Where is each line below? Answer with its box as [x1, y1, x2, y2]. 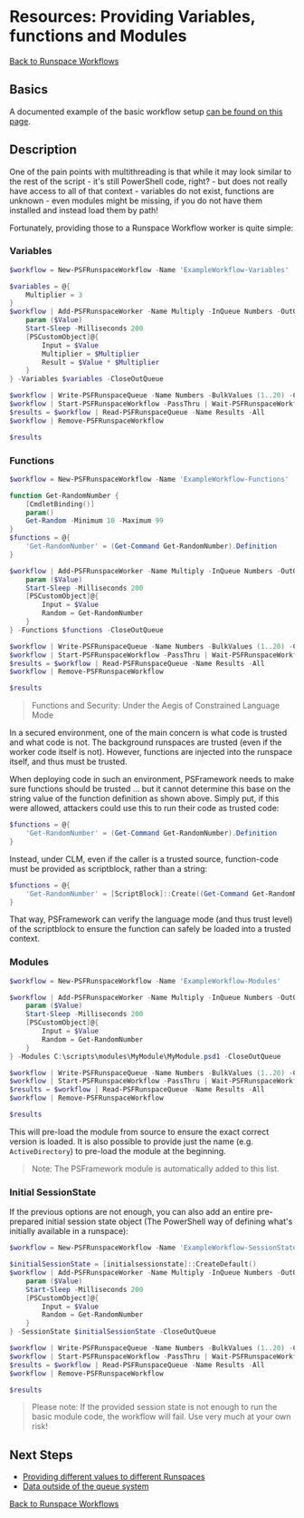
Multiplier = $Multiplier [42, 349, 140, 358]
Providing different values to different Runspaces [22, 1472, 205, 1483]
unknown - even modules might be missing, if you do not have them [9, 195, 263, 206]
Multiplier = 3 [25, 290, 83, 299]
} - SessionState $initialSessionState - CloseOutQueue [9, 1327, 217, 1337]
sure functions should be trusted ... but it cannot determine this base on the [9, 783, 291, 795]
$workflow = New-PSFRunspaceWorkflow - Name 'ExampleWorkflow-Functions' [9, 475, 290, 484]
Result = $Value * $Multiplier [42, 357, 160, 367]
